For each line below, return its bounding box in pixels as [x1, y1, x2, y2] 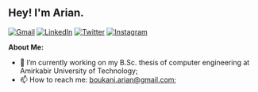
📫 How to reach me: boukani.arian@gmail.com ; [19, 75, 177, 84]
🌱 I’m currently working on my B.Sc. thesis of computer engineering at [19, 57, 250, 67]
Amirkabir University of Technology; [19, 66, 138, 75]
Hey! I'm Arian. [8, 6, 84, 20]
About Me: [8, 42, 44, 52]
